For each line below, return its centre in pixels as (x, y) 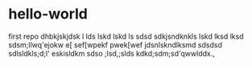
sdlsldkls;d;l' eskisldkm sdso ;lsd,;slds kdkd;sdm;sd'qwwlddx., (112, 53)
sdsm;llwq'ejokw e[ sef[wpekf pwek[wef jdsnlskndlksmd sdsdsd (116, 44)
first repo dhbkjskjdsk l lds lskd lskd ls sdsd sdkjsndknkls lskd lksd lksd (126, 36)
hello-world (48, 14)
